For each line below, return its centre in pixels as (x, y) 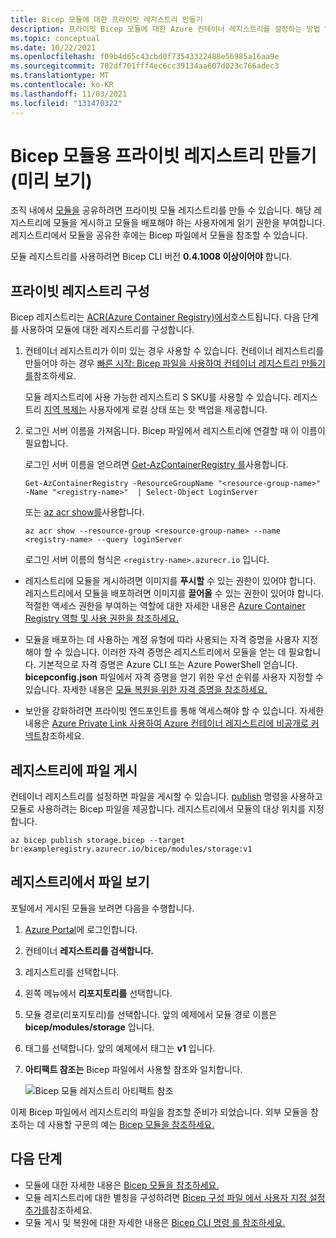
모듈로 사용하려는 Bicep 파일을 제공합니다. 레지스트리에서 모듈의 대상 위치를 (158, 809)
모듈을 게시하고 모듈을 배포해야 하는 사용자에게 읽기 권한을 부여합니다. (189, 223)
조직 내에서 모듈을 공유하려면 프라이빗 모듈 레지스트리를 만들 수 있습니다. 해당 (161, 210)
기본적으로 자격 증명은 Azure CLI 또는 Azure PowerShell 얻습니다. (168, 665)
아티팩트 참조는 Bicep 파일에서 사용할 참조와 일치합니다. (133, 1069)
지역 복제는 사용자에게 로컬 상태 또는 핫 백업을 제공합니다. (155, 410)
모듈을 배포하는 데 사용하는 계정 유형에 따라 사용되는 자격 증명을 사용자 (162, 640)
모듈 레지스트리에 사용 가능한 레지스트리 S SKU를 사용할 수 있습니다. (158, 397)
